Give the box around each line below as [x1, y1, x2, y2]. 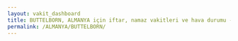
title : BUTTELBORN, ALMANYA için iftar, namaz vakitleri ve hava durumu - [7, 17, 233, 24]
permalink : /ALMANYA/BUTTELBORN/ [7, 23, 106, 30]
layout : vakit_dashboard [7, 10, 81, 17]
